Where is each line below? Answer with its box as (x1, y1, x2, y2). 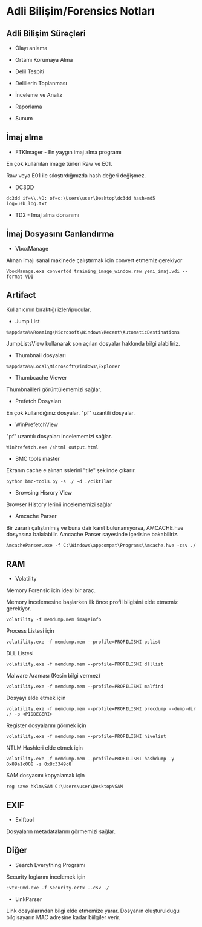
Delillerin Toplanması (15, 80, 68, 87)
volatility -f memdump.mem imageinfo (6, 616, 102, 623)
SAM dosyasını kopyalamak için (6, 772, 85, 779)
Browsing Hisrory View (15, 489, 73, 496)
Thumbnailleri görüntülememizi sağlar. (6, 386, 102, 393)
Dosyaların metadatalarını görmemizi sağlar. (6, 828, 116, 835)
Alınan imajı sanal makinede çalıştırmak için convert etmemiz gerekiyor (6, 256, 183, 264)
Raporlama (15, 103, 42, 110)
